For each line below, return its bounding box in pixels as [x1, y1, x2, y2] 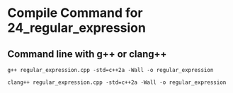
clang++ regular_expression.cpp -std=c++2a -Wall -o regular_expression [7, 79, 227, 86]
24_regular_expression [7, 20, 147, 36]
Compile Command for [7, 5, 143, 21]
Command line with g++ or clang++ [7, 48, 167, 60]
